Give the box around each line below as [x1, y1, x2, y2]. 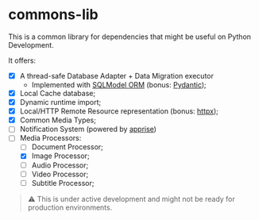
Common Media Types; [19, 115, 97, 125]
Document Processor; [31, 142, 103, 152]
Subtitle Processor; [31, 178, 95, 187]
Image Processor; [31, 151, 90, 160]
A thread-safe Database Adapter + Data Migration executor [19, 71, 215, 80]
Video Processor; [31, 169, 89, 179]
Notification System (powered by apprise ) [19, 125, 157, 134]
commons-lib [8, 6, 99, 24]
